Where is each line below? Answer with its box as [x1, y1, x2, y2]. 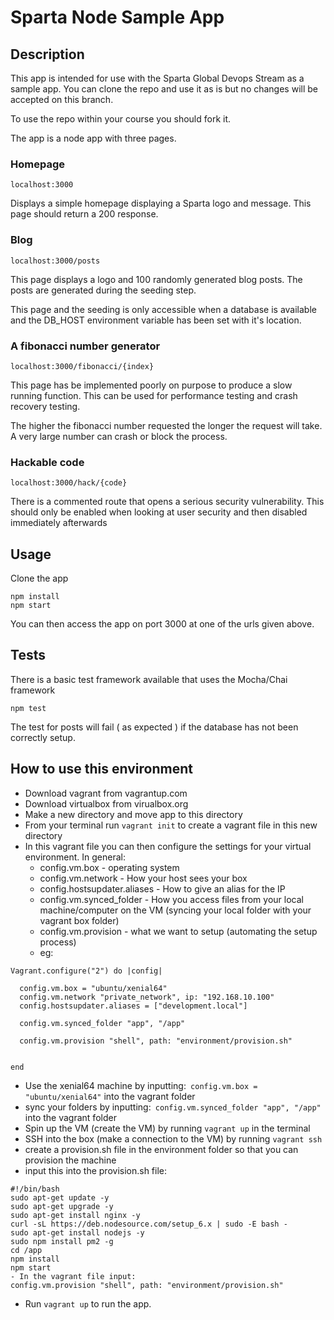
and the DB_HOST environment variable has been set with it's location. [10, 314, 302, 326]
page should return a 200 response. [10, 208, 159, 220]
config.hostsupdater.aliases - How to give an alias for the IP [39, 882, 286, 895]
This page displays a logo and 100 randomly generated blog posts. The [10, 273, 303, 285]
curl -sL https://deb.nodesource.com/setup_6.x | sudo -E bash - [10, 1219, 288, 1229]
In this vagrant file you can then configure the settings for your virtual [24, 840, 312, 852]
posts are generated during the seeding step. [10, 284, 197, 296]
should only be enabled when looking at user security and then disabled [10, 506, 308, 518]
